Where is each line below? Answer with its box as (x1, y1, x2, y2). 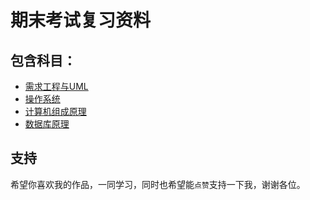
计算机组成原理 (24, 106, 87, 117)
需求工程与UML (24, 81, 89, 92)
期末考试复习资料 (10, 9, 152, 32)
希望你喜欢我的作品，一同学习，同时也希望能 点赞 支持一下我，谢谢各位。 (10, 178, 306, 190)
